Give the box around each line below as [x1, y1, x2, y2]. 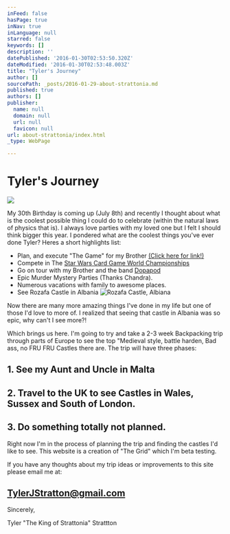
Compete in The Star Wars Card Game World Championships [16, 259, 190, 267]
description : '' [7, 49, 54, 56]
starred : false [7, 36, 51, 43]
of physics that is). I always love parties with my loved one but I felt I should [7, 224, 221, 232]
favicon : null [13, 125, 54, 132]
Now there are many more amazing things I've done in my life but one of [7, 302, 211, 310]
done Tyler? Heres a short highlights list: [7, 238, 122, 247]
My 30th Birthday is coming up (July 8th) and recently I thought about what [7, 209, 221, 217]
